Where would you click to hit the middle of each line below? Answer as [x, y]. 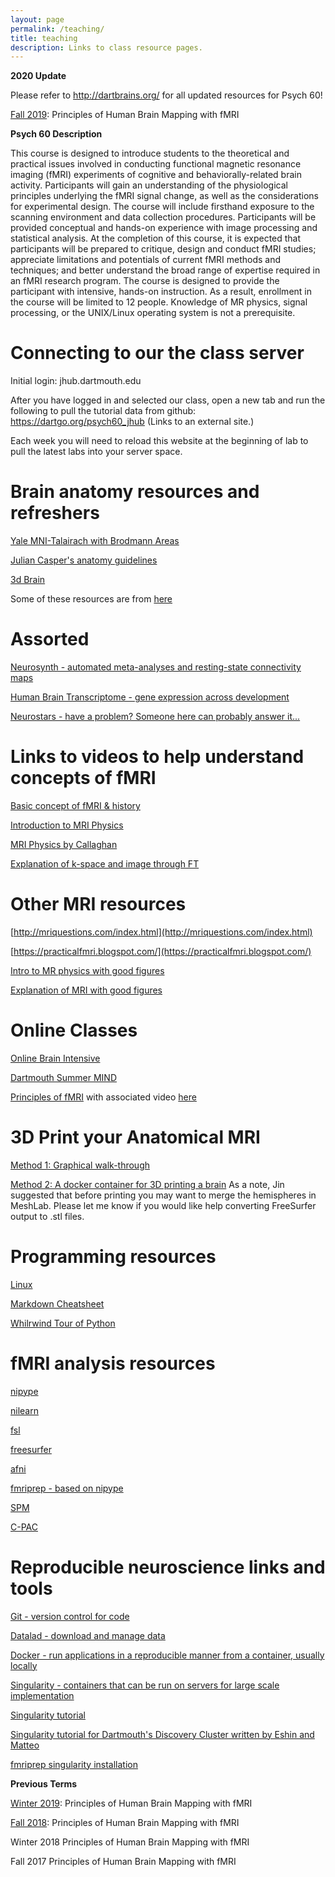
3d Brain [28, 580]
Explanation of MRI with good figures [86, 990]
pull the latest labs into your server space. [96, 452]
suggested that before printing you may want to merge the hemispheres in [163, 1195]
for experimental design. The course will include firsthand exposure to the [162, 207]
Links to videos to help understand [157, 757]
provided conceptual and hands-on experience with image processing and [164, 228]
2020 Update [38, 76]
